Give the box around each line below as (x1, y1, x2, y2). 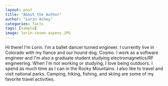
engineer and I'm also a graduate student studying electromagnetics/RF (5, 55, 154, 60)
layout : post (5, 7, 33, 12)
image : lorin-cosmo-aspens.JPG (5, 30, 71, 35)
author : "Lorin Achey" (5, 16, 53, 21)
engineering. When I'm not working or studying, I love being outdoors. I (5, 60, 153, 66)
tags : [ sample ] (5, 26, 37, 31)
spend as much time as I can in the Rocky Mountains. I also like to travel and (5, 65, 163, 71)
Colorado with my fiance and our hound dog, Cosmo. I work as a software (5, 49, 158, 55)
